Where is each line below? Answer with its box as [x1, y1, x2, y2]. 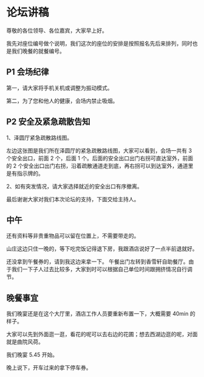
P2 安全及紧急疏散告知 [6, 117, 90, 127]
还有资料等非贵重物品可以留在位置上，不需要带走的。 [6, 232, 140, 240]
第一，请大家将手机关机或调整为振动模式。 [6, 84, 113, 91]
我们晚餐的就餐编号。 [11, 47, 65, 55]
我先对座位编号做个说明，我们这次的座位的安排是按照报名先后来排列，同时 [6, 40, 192, 47]
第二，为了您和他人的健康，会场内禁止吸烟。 [6, 97, 118, 104]
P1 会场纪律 [6, 67, 49, 77]
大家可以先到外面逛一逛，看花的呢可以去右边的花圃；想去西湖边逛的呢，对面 [6, 331, 198, 338]
